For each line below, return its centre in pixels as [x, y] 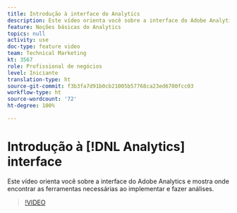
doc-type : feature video [44, 47]
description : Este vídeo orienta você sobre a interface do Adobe [107, 20]
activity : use [28, 40]
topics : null [26, 34]
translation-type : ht [39, 79]
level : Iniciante [33, 73]
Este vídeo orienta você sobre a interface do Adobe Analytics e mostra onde [118, 181]
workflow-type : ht [34, 92]
